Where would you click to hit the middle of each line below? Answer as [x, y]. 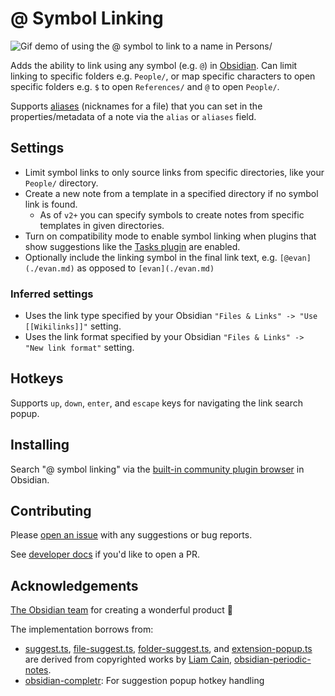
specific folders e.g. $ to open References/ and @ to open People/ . [145, 86]
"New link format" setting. [79, 348]
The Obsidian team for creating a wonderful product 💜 [121, 610]
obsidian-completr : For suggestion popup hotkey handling [144, 681]
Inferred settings [52, 294]
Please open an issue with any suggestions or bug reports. [131, 535]
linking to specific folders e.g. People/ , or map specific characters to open [163, 76]
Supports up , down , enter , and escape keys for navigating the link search [157, 403]
